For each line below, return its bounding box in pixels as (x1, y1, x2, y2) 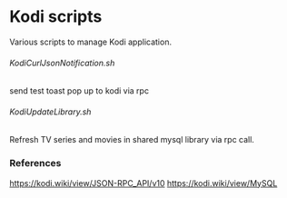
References (9, 157, 62, 170)
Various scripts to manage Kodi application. (9, 36, 173, 47)
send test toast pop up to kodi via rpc (9, 85, 150, 96)
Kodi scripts (9, 6, 103, 27)
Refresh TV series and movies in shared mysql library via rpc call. (9, 134, 254, 145)
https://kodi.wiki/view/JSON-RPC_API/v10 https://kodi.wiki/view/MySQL (9, 177, 278, 188)
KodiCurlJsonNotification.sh (9, 57, 115, 68)
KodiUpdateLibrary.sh (9, 106, 92, 117)
